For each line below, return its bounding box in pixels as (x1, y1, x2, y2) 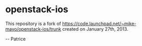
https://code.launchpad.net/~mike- (62, 20, 137, 27)
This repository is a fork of (5, 20, 62, 27)
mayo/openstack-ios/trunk (5, 26, 62, 32)
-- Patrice (5, 36, 26, 42)
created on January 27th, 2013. (62, 26, 129, 32)
